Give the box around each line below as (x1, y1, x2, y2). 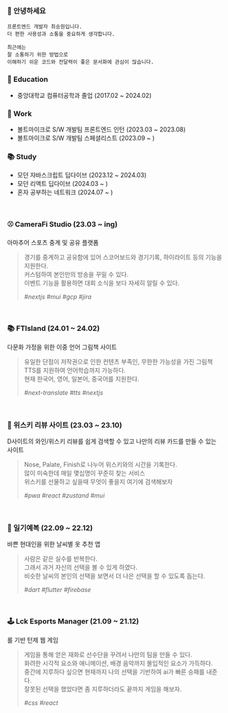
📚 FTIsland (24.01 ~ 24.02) (7, 323, 100, 333)
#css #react (23, 699, 58, 707)
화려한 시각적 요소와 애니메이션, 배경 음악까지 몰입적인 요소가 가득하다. (23, 659, 213, 667)
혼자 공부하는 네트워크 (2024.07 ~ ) (16, 188, 113, 197)
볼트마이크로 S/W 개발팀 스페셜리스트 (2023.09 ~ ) (16, 134, 155, 142)
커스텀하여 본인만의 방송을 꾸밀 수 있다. (23, 270, 129, 279)
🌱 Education (7, 74, 48, 84)
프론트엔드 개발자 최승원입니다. (7, 23, 82, 30)
